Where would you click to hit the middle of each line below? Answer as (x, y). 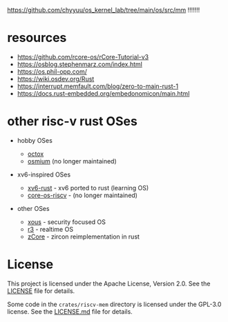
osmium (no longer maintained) (72, 161)
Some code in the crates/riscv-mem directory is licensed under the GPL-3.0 (114, 304)
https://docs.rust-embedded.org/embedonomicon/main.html (103, 93)
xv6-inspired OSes (44, 174)
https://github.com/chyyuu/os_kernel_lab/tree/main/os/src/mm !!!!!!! (104, 10)
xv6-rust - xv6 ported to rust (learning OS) (88, 188)
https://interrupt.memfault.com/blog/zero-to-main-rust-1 (97, 86)
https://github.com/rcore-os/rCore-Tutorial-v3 (83, 57)
